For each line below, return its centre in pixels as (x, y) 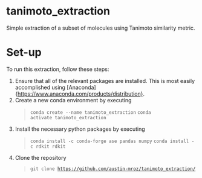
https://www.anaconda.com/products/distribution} (80, 94)
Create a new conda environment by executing (73, 100)
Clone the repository (41, 157)
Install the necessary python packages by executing (80, 129)
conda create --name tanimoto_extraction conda (90, 112)
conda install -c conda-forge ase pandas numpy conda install (109, 141)
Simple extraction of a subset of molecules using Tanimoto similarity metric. (101, 28)
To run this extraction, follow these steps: (58, 69)
